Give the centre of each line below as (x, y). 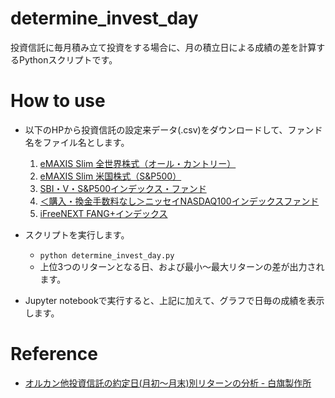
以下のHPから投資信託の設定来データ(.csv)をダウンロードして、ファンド (173, 129)
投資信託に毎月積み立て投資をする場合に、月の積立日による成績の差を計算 (163, 47)
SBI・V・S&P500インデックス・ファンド (123, 188)
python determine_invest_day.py (107, 255)
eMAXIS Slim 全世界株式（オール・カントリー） (138, 163)
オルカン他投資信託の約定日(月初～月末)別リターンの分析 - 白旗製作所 (168, 383)
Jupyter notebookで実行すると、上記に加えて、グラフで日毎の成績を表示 (174, 300)
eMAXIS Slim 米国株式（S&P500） (110, 176)
